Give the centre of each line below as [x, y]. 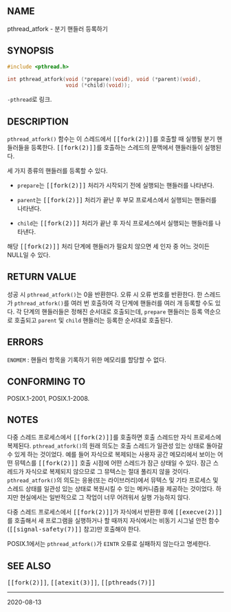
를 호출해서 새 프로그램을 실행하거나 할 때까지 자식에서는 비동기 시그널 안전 [107, 521]
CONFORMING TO [46, 382]
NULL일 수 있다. [29, 255]
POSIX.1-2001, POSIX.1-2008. [48, 398]
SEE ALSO [29, 566]
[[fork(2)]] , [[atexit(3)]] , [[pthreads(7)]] [81, 582]
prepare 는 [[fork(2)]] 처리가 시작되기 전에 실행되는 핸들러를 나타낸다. [115, 186]
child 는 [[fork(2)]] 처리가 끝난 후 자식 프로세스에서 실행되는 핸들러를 [115, 223]
